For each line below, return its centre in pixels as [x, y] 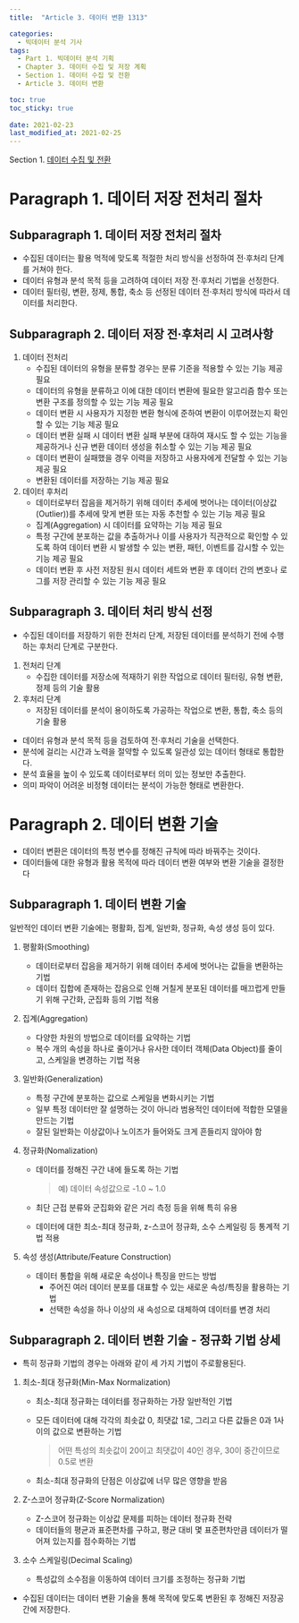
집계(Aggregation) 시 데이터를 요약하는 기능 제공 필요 [129, 525]
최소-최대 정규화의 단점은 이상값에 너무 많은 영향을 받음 [131, 1481]
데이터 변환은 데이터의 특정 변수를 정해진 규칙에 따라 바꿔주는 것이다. [141, 850]
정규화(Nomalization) [60, 1150]
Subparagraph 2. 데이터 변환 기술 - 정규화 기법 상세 [145, 1340]
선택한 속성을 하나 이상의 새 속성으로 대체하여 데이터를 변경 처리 [159, 1309]
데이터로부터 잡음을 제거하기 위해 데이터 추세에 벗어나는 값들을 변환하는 [159, 965]
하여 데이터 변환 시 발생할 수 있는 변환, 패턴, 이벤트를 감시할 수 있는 [169, 547]
